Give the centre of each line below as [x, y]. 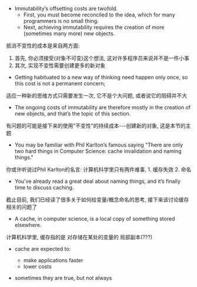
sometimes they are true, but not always [63, 278]
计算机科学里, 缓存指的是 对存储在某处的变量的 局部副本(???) [79, 237]
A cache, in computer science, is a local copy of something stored [95, 219]
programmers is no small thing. [61, 21]
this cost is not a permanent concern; [60, 84]
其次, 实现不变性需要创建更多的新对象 [60, 65]
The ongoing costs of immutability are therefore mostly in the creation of [103, 107]
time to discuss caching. [44, 187]
